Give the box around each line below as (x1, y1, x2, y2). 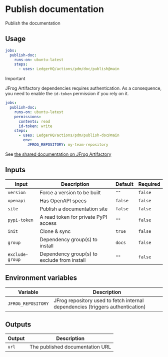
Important (5, 76, 25, 82)
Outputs (5, 320, 31, 328)
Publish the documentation (5, 20, 61, 26)
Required (138, 180, 160, 187)
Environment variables (5, 274, 77, 282)
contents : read (18, 119, 50, 124)
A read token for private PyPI (39, 213, 107, 220)
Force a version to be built (39, 189, 101, 196)
